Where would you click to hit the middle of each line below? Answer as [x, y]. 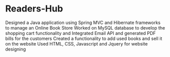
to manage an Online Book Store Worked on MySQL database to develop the [85, 27]
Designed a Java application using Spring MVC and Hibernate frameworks [83, 22]
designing [16, 49]
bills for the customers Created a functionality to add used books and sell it [84, 38]
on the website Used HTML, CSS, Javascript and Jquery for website [77, 43]
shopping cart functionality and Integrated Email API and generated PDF [81, 33]
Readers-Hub [34, 9]
